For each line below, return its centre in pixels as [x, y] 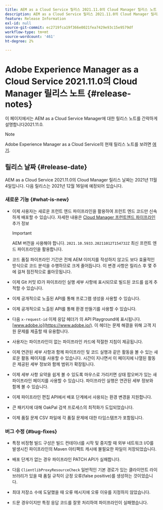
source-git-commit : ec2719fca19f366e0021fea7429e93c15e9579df [69, 28]
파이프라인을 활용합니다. [40, 249]
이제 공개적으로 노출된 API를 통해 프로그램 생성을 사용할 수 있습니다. [76, 298]
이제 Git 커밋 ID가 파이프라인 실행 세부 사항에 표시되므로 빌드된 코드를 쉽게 [82, 282]
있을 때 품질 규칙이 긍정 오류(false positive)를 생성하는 [81, 476]
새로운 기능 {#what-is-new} [37, 200]
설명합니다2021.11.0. [24, 124]
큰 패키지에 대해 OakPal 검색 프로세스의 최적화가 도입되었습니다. [73, 407]
